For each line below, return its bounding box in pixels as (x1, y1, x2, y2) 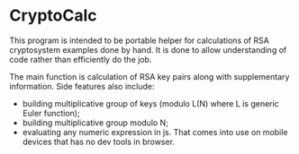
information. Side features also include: (9, 81, 155, 91)
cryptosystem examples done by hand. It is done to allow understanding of (9, 44, 287, 55)
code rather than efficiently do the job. (9, 54, 152, 64)
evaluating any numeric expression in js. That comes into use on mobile (22, 126, 288, 137)
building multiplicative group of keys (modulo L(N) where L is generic (22, 98, 279, 108)
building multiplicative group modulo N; (22, 117, 169, 128)
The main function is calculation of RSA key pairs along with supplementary (9, 71, 290, 81)
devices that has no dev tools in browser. (22, 136, 176, 147)
